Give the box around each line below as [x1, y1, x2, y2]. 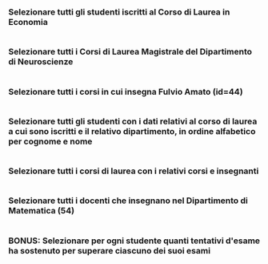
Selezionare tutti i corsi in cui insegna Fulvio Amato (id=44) [8, 86, 243, 97]
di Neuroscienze [8, 56, 74, 67]
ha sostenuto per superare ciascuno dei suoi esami [8, 245, 210, 256]
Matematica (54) [8, 205, 74, 217]
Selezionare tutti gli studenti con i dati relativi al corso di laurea [8, 116, 258, 127]
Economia [8, 16, 48, 27]
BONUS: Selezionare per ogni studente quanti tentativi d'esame [8, 235, 261, 246]
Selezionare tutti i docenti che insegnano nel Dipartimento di [8, 195, 248, 206]
